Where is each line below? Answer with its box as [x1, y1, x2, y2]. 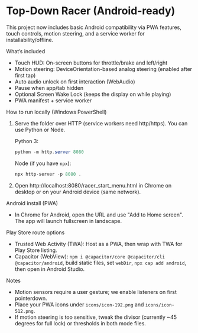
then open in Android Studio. [14, 265, 85, 273]
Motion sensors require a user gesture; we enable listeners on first [14, 288, 177, 295]
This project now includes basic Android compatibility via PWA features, [6, 24, 182, 31]
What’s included [6, 47, 46, 54]
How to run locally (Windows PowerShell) [6, 108, 107, 115]
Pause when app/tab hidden [14, 84, 84, 91]
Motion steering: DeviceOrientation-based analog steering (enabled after [14, 65, 193, 72]
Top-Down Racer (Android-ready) [6, 4, 176, 18]
